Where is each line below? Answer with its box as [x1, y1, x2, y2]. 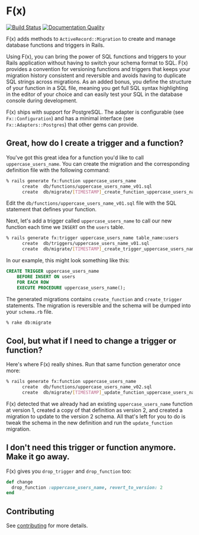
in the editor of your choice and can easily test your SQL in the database [6, 91, 183, 98]
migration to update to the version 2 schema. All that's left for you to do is [6, 412, 186, 420]
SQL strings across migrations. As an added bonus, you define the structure [6, 78, 191, 85]
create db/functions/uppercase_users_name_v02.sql [21, 384, 152, 390]
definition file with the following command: [6, 166, 110, 173]
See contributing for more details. [6, 522, 88, 529]
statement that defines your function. [6, 206, 97, 213]
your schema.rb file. [6, 308, 53, 315]
